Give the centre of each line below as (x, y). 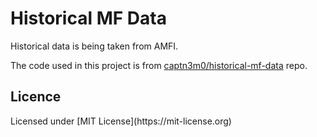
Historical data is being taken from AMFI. (94, 46)
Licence (36, 97)
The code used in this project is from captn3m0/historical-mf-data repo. (159, 65)
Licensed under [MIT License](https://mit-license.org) (121, 121)
